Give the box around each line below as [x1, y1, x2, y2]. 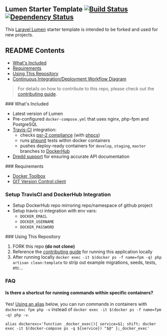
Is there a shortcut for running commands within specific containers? [5, 290, 153, 296]
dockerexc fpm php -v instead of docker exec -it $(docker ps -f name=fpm [5, 306, 162, 313]
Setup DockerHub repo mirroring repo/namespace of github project [12, 202, 153, 208]
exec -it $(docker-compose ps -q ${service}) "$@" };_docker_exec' [5, 326, 150, 331]
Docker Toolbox [12, 173, 46, 179]
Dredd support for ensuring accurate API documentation [12, 153, 130, 159]
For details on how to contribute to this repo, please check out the [17, 85, 154, 91]
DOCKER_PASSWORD [20, 225, 54, 230]
